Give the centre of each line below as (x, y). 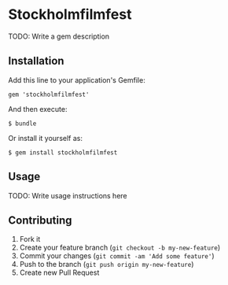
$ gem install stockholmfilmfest (63, 152)
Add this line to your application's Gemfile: (77, 80)
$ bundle (22, 124)
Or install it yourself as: (45, 138)
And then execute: (38, 109)
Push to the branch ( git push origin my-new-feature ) (107, 265)
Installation (36, 61)
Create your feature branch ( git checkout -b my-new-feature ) (120, 248)
